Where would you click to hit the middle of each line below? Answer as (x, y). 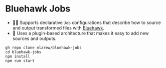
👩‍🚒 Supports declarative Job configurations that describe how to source (87, 22)
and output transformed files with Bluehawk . (58, 27)
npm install (18, 56)
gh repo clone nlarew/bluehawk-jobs (43, 47)
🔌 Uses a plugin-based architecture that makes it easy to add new (80, 33)
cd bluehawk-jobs (23, 52)
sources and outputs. (34, 38)
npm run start (20, 60)
